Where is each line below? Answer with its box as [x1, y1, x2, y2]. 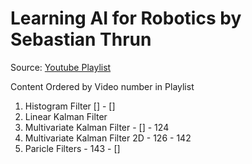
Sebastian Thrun [10, 28, 152, 51]
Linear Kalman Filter [24, 110, 108, 122]
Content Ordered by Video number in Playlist [10, 80, 195, 92]
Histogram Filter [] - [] [24, 100, 116, 112]
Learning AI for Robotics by [10, 7, 242, 30]
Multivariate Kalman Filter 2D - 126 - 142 [24, 132, 192, 144]
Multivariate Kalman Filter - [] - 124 [24, 121, 170, 133]
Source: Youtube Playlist [10, 61, 112, 73]
